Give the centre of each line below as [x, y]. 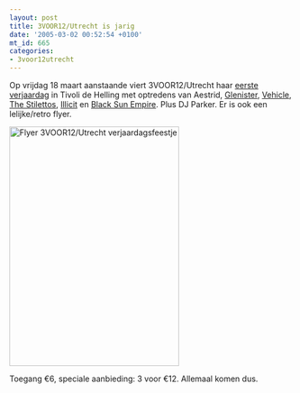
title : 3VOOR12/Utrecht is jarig [72, 26]
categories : [32, 51]
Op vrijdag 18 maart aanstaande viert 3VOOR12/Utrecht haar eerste [134, 85]
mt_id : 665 [30, 43]
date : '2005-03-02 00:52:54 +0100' [76, 34]
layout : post [34, 18]
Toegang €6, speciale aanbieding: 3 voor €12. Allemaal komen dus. [134, 379]
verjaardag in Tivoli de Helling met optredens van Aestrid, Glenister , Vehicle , [150, 95]
